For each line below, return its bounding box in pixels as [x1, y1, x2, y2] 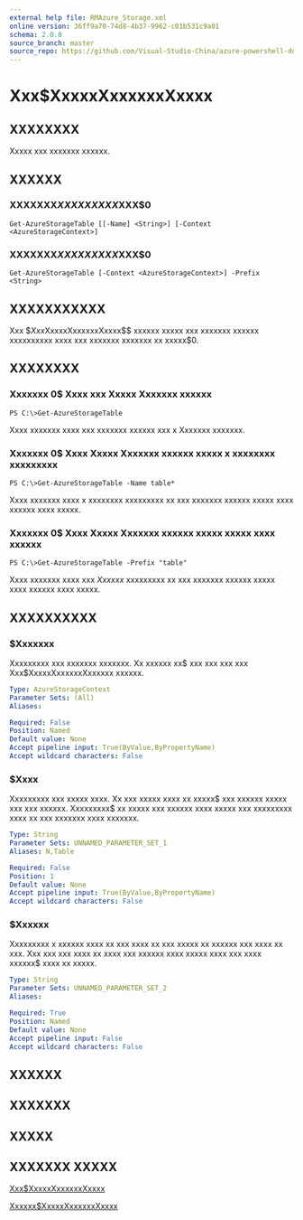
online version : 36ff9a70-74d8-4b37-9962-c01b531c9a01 [9, 22, 220, 31]
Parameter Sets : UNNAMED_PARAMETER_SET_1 [9, 839, 168, 848]
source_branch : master [9, 38, 95, 48]
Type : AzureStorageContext [9, 684, 111, 694]
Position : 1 [9, 871, 54, 881]
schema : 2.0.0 [9, 30, 63, 39]
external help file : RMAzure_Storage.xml [9, 13, 168, 23]
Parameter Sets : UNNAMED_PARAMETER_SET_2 [9, 984, 168, 993]
